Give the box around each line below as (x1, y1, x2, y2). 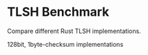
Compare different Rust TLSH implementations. (7, 27, 141, 35)
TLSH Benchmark (7, 4, 109, 20)
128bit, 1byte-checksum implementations (7, 40, 124, 48)
